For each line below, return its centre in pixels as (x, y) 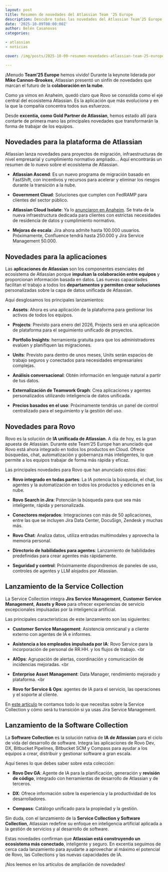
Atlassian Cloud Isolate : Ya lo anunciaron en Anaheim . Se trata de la (83, 210)
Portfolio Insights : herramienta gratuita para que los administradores (83, 340)
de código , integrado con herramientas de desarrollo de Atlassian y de (85, 778)
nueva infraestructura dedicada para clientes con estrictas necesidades (86, 215)
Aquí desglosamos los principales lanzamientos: (55, 300)
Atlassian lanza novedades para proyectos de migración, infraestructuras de (84, 154)
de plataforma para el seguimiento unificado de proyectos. (73, 330)
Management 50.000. (35, 241)
